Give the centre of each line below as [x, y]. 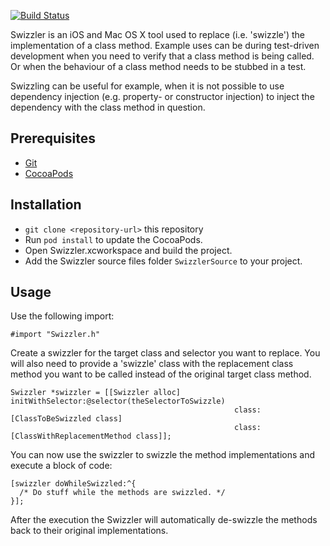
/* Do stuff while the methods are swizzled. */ [122, 493]
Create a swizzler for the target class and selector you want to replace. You [165, 353]
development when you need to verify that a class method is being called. [162, 56]
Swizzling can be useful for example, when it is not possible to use [147, 86]
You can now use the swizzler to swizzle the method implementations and [163, 455]
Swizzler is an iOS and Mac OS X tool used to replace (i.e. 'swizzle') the [158, 34]
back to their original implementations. [89, 531]
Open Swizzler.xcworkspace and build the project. [128, 250]
